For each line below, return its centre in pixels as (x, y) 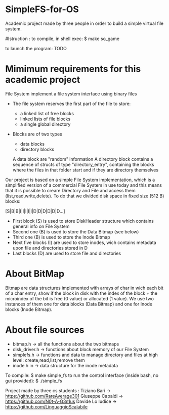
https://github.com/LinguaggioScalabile (46, 406)
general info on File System (41, 226)
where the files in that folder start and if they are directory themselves (85, 170)
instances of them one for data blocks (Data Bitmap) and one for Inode (79, 304)
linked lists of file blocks (45, 119)
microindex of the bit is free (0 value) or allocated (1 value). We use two (80, 298)
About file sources (45, 330)
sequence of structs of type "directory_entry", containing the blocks (83, 164)
